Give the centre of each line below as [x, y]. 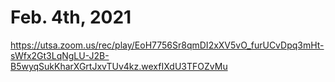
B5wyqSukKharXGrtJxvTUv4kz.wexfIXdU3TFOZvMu [119, 66]
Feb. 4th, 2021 [71, 17]
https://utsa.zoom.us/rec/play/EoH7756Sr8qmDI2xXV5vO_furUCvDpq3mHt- [167, 45]
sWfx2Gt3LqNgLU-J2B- [60, 55]
